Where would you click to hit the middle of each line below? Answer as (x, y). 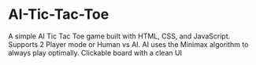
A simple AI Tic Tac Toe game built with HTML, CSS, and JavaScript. (119, 36)
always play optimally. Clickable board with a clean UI (95, 52)
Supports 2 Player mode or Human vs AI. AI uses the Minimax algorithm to (128, 44)
